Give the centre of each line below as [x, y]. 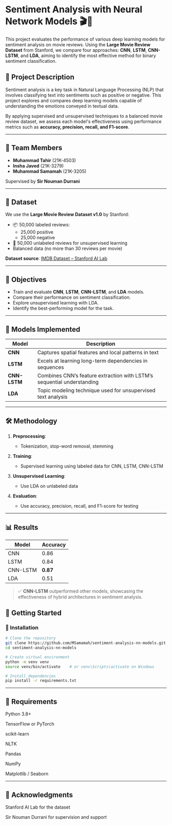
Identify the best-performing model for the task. [63, 308]
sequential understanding [68, 382]
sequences [51, 367]
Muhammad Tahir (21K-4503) [44, 160]
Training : [22, 456]
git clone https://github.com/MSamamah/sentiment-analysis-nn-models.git [86, 643]
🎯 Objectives [26, 280]
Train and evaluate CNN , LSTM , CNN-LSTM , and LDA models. [79, 292]
